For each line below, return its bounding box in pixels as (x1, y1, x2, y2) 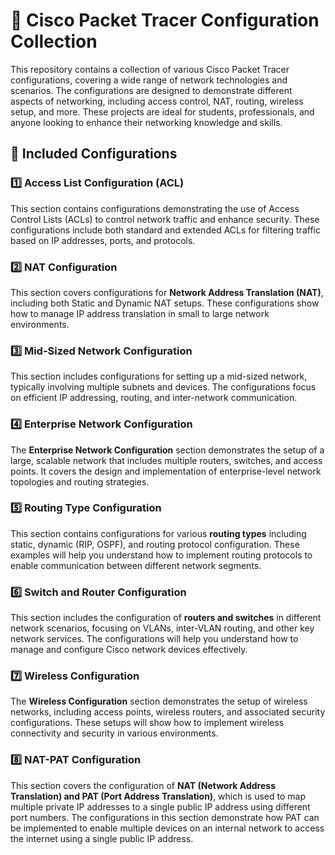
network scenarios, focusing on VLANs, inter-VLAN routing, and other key (10, 622, 315, 634)
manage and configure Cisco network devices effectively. (10, 644, 248, 656)
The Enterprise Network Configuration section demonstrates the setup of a (10, 444, 325, 456)
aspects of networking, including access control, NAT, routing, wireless (10, 95, 304, 107)
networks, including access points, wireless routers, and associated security (10, 706, 326, 718)
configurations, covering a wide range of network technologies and (10, 74, 288, 86)
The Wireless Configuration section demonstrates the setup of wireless (10, 695, 308, 708)
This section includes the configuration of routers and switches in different (10, 612, 322, 624)
